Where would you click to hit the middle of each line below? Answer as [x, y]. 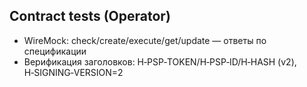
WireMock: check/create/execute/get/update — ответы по [145, 40]
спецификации [55, 51]
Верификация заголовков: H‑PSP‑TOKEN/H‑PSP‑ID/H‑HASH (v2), [160, 61]
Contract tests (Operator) [90, 16]
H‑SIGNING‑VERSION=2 [73, 72]
